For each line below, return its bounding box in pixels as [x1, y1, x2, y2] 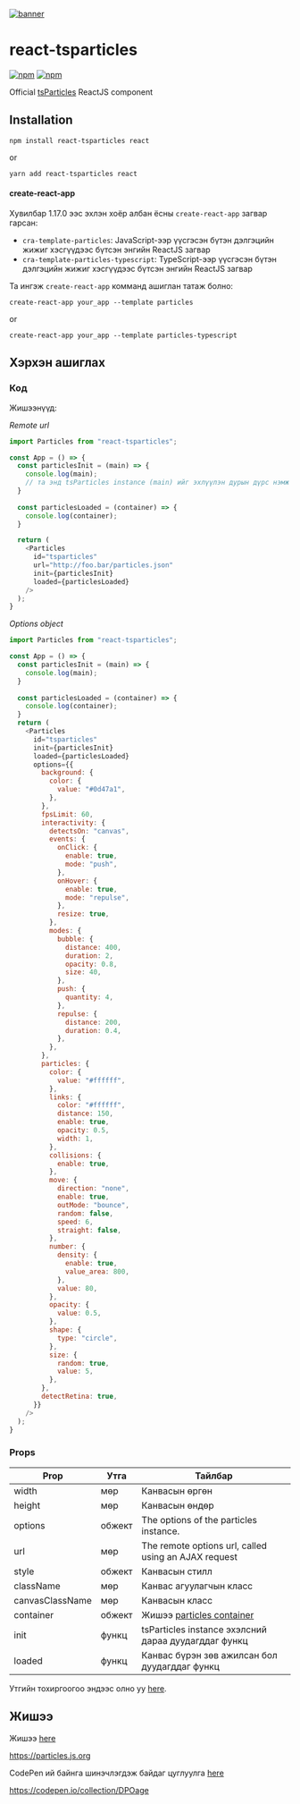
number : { [48, 1242, 87, 1251]
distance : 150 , [56, 1109, 114, 1118]
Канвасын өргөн [141, 1485, 212, 1497]
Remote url [9, 419, 50, 430]
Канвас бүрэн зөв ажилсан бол [141, 1648, 279, 1661]
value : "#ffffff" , [56, 1076, 126, 1085]
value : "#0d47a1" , [56, 785, 126, 794]
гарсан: [9, 217, 38, 228]
